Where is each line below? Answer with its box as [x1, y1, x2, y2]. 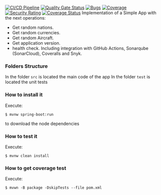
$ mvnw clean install [5, 153, 50, 158]
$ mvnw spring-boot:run [5, 112, 54, 117]
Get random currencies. [12, 30, 60, 35]
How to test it [5, 133, 38, 140]
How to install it [5, 91, 43, 98]
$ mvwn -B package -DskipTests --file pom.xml [5, 185, 102, 191]
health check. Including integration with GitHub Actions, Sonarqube [12, 46, 149, 51]
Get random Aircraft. [12, 35, 54, 41]
